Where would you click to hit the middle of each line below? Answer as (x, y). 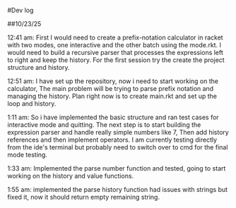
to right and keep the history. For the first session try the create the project (116, 60)
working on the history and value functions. (71, 176)
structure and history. (39, 67)
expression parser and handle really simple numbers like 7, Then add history (118, 132)
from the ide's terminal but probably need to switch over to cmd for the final (118, 147)
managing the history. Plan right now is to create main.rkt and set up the (112, 96)
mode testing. (28, 155)
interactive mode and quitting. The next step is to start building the (104, 125)
